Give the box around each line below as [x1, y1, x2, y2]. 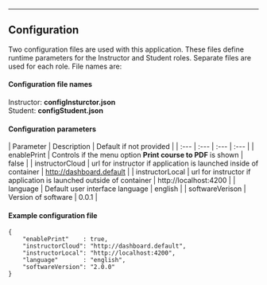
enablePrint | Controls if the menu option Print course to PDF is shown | [8, 150, 244, 160]
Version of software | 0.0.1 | [8, 193, 98, 202]
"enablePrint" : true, [22, 236, 109, 244]
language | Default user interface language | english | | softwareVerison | [8, 184, 246, 193]
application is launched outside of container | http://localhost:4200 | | [8, 176, 236, 185]
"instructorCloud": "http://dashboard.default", [22, 242, 187, 251]
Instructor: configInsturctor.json [8, 97, 116, 107]
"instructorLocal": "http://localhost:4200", [22, 249, 176, 257]
